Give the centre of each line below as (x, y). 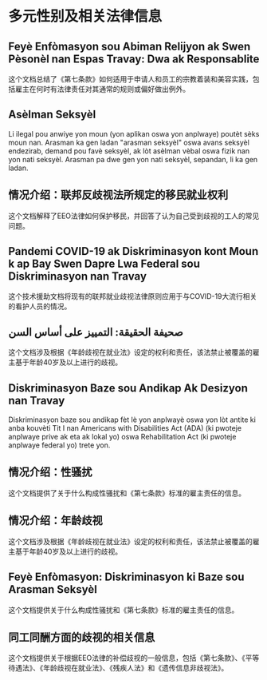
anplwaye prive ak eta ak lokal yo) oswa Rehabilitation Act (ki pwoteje (122, 437)
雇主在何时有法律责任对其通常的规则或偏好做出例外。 (102, 89)
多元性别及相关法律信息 (85, 16)
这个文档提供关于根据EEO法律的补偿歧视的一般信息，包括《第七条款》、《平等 (134, 658)
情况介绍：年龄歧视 (55, 521)
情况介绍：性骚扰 (50, 472)
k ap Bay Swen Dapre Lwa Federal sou (104, 264)
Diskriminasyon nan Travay (78, 276)
